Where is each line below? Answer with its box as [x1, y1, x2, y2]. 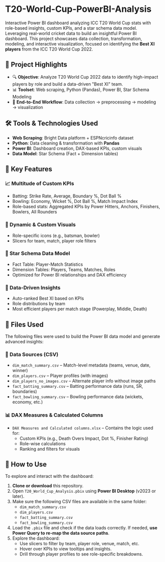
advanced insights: [5, 338, 44, 344]
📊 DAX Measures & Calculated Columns [5, 412, 103, 419]
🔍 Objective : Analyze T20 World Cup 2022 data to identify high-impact [12, 74, 159, 80]
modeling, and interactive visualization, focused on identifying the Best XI [5, 41, 155, 47]
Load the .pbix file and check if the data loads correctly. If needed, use [12, 525, 158, 531]
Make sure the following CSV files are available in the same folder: [12, 499, 147, 505]
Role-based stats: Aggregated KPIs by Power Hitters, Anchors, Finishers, [12, 204, 160, 210]
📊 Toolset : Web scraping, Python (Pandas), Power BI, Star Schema [12, 87, 149, 93]
